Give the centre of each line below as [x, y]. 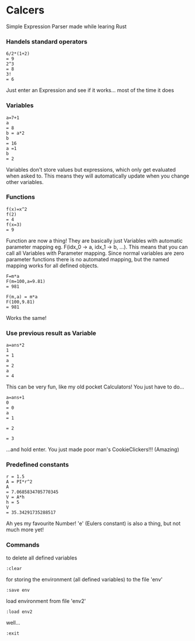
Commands [23, 545]
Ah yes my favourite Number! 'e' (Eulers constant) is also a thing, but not [93, 524]
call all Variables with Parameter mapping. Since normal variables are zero [95, 253]
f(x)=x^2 [17, 209]
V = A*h [15, 497]
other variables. [25, 182]
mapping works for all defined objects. [53, 265]
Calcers [25, 10]
